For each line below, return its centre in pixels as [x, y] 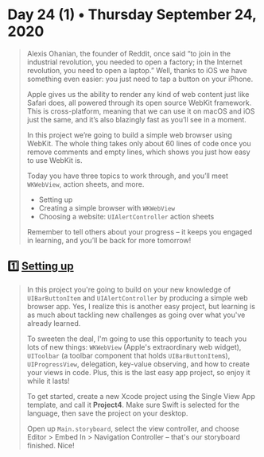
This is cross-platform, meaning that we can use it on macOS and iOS [141, 111]
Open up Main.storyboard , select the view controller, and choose [133, 428]
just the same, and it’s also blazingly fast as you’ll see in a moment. [137, 119]
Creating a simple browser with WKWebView [107, 207]
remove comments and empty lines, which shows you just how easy [139, 152]
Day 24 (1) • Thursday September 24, [132, 15]
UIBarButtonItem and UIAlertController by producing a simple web [137, 298]
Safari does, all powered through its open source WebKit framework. [139, 103]
